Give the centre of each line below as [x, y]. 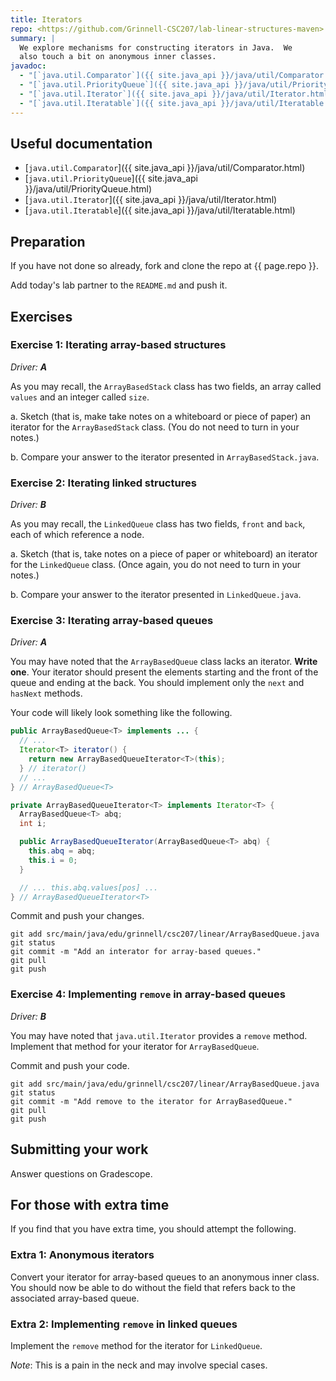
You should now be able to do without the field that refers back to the [153, 1287]
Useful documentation [81, 143]
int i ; [33, 824]
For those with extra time [90, 1204]
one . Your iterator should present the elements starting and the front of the [164, 672]
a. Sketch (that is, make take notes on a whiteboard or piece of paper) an [161, 416]
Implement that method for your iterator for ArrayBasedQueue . [135, 1046]
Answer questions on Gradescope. [81, 1173]
